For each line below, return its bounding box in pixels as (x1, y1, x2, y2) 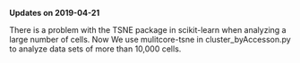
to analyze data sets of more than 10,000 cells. (9, 43, 182, 54)
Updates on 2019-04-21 (9, 8, 100, 18)
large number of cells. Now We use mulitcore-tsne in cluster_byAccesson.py (9, 35, 291, 44)
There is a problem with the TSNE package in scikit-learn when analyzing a (9, 25, 287, 35)
